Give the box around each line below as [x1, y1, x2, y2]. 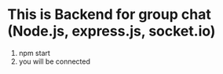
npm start [18, 48, 50, 57]
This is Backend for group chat [7, 6, 211, 24]
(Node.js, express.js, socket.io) [7, 22, 216, 40]
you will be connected [18, 57, 91, 66]
